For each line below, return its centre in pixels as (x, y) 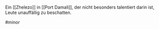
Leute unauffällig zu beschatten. (38, 12)
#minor (12, 22)
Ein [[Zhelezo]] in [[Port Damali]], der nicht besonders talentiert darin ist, (80, 7)
